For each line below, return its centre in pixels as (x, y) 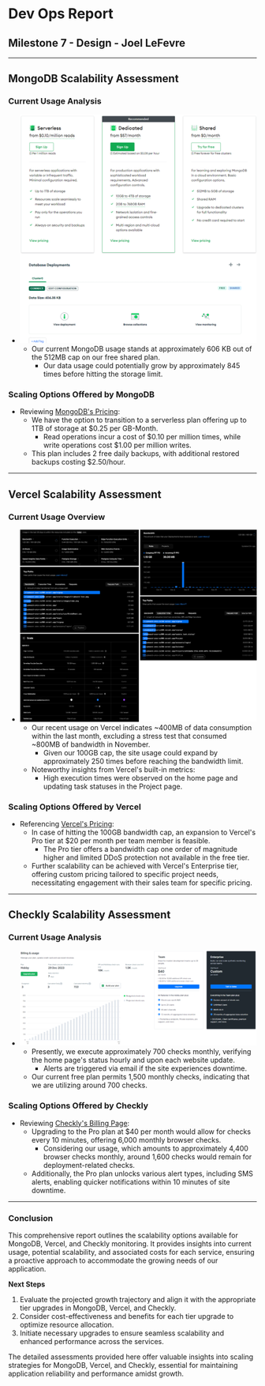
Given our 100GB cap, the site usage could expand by (131, 752)
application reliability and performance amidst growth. (96, 1373)
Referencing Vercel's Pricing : (67, 824)
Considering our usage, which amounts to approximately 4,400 (146, 1148)
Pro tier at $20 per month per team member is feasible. (121, 841)
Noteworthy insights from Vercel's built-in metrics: (113, 769)
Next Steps (27, 1284)
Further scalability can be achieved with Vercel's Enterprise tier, (135, 866)
